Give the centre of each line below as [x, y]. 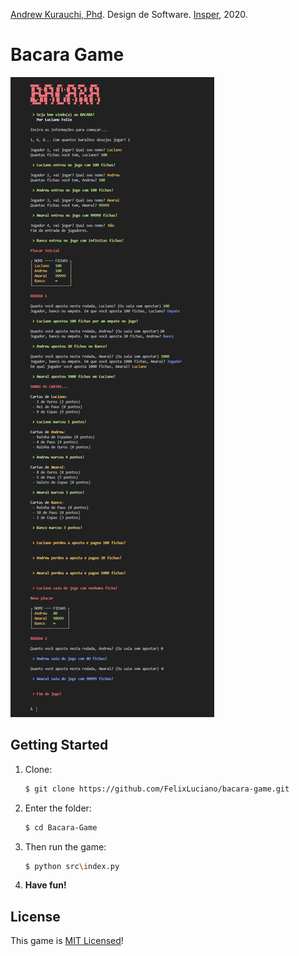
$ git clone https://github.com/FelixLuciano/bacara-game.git [157, 789]
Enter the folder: [58, 808]
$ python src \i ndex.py [72, 866]
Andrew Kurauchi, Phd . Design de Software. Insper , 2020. [129, 14]
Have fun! [45, 885]
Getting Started [59, 745]
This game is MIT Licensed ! [67, 941]
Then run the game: [65, 846]
